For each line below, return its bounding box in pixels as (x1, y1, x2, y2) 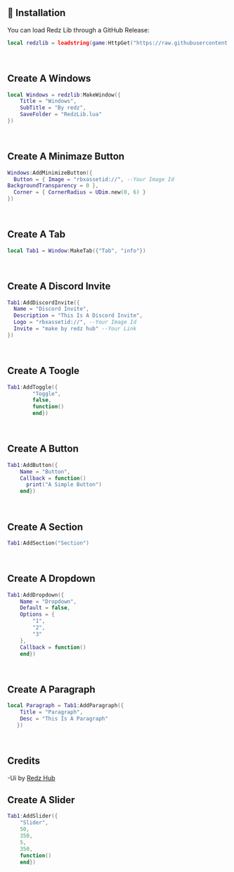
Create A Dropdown (7, 573, 96, 585)
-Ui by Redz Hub (7, 773, 56, 782)
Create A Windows (7, 73, 91, 85)
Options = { (20, 611, 55, 618)
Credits (7, 755, 41, 767)
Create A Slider (7, 794, 75, 806)
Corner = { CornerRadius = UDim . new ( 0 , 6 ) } (13, 189, 146, 196)
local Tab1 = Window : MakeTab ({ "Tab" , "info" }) (7, 247, 146, 254)
